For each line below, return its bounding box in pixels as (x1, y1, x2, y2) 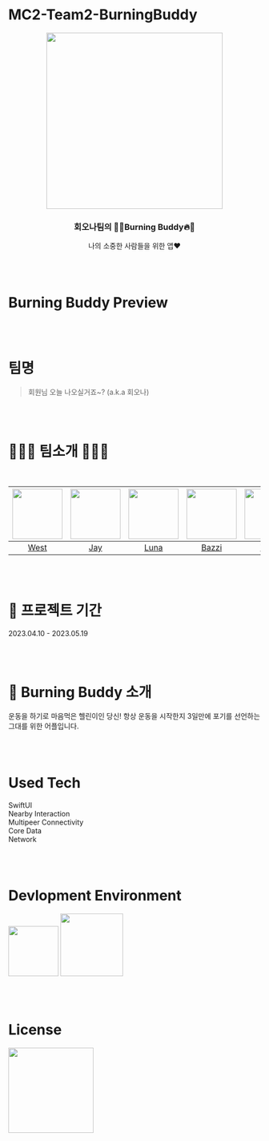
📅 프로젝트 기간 (8, 602, 102, 620)
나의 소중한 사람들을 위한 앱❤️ (87, 241, 182, 251)
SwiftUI (8, 800, 33, 810)
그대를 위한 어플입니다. (8, 721, 79, 731)
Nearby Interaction (8, 808, 70, 818)
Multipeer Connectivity (8, 817, 84, 827)
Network (8, 834, 38, 844)
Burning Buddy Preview (8, 294, 168, 312)
